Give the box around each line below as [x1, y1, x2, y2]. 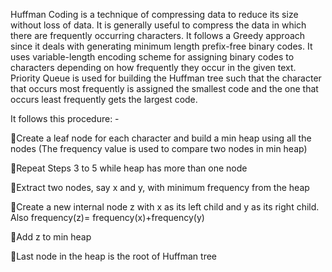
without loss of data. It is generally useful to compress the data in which [10, 19, 307, 31]
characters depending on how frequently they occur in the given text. [10, 62, 297, 73]
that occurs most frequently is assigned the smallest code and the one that [10, 83, 319, 94]
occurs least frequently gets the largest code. [10, 94, 198, 105]
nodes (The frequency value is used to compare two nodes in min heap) [10, 143, 308, 154]
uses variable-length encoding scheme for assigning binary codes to [10, 51, 295, 63]
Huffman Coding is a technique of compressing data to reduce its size [10, 9, 299, 20]
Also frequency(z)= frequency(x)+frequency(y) [10, 212, 205, 223]
